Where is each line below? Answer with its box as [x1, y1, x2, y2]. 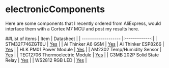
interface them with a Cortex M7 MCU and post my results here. [5, 25, 139, 31]
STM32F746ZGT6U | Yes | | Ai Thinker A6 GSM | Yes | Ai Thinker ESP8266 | [5, 41, 164, 47]
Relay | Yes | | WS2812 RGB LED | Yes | [5, 57, 87, 63]
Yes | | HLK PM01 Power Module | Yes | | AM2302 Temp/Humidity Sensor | [5, 46, 162, 52]
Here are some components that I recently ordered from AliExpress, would [5, 20, 161, 26]
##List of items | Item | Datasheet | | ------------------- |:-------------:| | [5, 36, 157, 42]
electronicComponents [5, 4, 105, 15]
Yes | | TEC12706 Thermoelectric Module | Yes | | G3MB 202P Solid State [5, 52, 159, 58]
